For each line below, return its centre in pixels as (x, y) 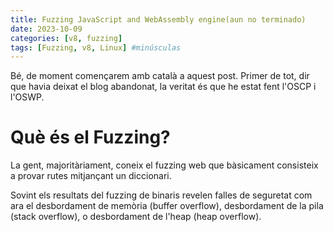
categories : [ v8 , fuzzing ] (66, 38)
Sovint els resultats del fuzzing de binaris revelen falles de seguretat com (161, 195)
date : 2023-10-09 (46, 29)
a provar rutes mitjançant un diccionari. (91, 176)
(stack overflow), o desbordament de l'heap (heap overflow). (136, 217)
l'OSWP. (27, 97)
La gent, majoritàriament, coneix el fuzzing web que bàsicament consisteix (164, 165)
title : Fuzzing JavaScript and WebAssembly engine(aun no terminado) (158, 19)
